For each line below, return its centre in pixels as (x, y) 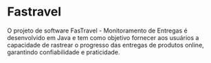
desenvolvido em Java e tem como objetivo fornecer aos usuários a (103, 37)
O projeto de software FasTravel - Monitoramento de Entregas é (97, 30)
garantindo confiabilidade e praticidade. (64, 52)
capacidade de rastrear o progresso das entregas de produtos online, (105, 45)
